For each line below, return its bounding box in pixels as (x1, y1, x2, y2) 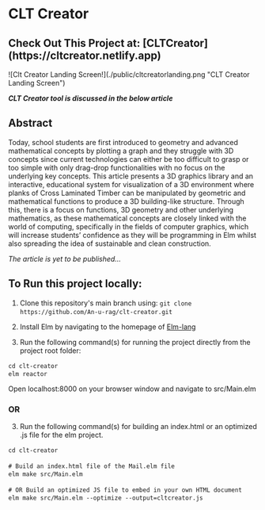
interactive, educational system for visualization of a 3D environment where (8, 179, 255, 189)
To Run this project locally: (8, 277, 142, 290)
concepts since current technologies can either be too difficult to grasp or (8, 154, 249, 163)
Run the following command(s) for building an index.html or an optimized (19, 421, 257, 431)
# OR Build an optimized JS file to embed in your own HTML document (8, 485, 243, 494)
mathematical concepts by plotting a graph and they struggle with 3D (8, 146, 234, 155)
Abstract (8, 117, 53, 130)
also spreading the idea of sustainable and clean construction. (8, 239, 211, 248)
